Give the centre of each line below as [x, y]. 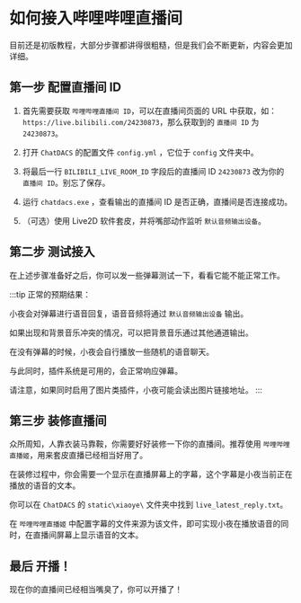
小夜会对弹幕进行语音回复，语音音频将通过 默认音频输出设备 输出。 [129, 313]
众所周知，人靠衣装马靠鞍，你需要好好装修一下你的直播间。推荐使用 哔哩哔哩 [150, 444]
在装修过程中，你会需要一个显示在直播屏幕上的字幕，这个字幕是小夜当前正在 [151, 474]
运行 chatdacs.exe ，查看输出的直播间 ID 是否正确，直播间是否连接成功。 [157, 201]
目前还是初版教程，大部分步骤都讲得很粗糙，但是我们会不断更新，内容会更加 [151, 45]
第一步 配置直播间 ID [66, 88]
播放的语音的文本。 [45, 485]
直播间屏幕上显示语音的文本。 [88, 535]
